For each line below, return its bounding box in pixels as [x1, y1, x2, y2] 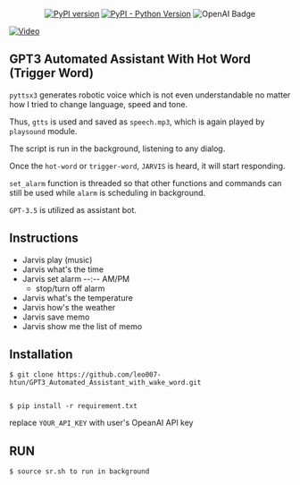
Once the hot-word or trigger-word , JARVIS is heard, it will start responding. [9, 160, 286, 171]
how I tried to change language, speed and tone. [9, 98, 188, 109]
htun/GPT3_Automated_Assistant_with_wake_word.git [9, 379, 202, 387]
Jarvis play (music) [21, 254, 93, 265]
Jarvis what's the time [21, 264, 104, 275]
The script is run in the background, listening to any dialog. [9, 143, 226, 154]
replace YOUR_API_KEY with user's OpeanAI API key [9, 417, 194, 429]
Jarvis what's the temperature [21, 292, 134, 303]
